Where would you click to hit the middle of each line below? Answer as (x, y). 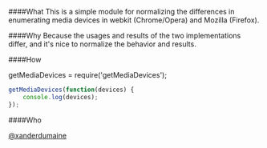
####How (25, 60)
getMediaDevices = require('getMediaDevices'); (87, 75)
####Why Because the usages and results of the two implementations (125, 36)
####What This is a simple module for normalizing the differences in (121, 12)
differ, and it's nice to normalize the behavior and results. (102, 44)
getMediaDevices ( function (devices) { (71, 90)
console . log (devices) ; (61, 97)
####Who (25, 120)
